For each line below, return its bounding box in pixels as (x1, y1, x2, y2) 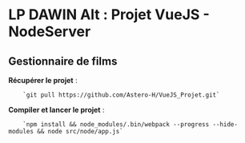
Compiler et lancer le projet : (8, 105, 105, 114)
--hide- (212, 121, 239, 129)
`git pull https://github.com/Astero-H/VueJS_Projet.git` (22, 91, 220, 99)
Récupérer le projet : (8, 76, 78, 85)
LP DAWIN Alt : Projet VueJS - (8, 6, 210, 24)
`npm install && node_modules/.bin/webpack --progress (22, 121, 210, 129)
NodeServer (8, 22, 91, 41)
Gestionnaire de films (8, 54, 118, 68)
